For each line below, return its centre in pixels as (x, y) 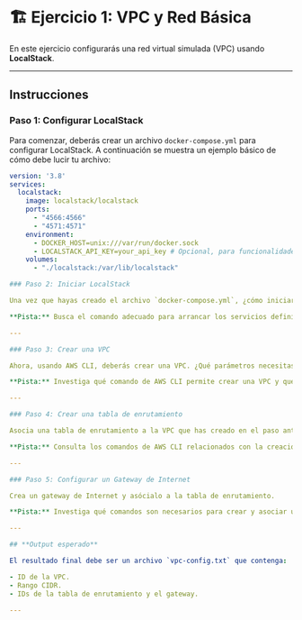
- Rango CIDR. (36, 585)
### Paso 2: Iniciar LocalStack (70, 285)
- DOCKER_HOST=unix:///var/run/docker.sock (116, 243)
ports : (38, 210)
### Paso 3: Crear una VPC (60, 349)
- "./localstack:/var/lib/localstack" (106, 268)
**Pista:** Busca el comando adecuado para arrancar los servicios (138, 316)
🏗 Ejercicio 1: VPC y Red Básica (130, 18)
